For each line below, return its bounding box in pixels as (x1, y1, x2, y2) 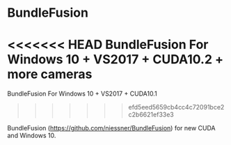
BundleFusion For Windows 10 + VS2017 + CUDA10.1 (7, 89, 158, 98)
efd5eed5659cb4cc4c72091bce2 (128, 103, 225, 112)
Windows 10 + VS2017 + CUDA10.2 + (7, 52, 224, 68)
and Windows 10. (7, 131, 56, 140)
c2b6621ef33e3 (128, 110, 174, 119)
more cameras (7, 66, 93, 82)
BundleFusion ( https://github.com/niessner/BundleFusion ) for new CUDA (7, 124, 216, 132)
